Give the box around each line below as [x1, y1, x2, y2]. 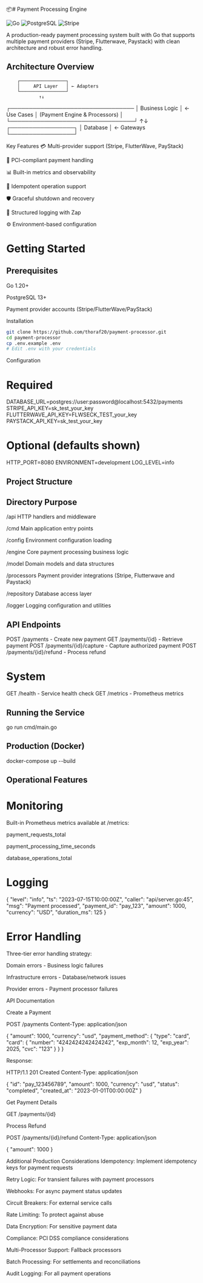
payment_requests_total [6, 831, 66, 838]
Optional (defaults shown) [6, 439, 141, 453]
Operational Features [6, 775, 88, 785]
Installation [6, 317, 34, 324]
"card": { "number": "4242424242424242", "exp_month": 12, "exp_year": [6, 1038, 189, 1046]
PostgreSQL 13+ [6, 294, 47, 301]
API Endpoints [6, 619, 61, 630]
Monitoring [6, 799, 64, 813]
